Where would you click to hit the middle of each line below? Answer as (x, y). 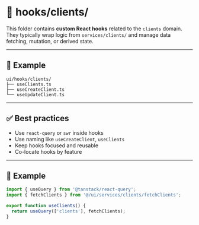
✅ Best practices (38, 118)
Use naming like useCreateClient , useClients (70, 139)
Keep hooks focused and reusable (57, 145)
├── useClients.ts (29, 84)
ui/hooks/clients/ (29, 79)
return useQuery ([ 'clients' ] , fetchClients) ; (69, 211)
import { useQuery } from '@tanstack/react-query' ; (71, 189)
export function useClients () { (46, 206)
